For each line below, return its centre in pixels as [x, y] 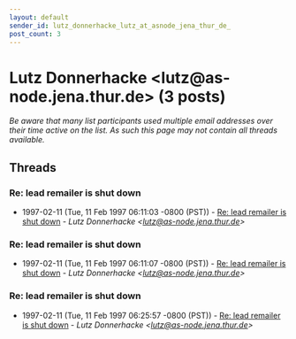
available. [27, 140]
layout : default [39, 17]
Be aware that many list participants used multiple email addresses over [141, 121]
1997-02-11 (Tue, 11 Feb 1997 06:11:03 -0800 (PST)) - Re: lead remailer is [154, 212]
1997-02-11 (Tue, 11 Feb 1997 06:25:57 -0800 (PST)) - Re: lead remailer [151, 315]
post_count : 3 [35, 34]
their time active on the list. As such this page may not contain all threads [144, 130]
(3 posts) [192, 96]
